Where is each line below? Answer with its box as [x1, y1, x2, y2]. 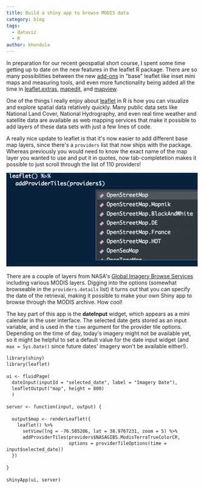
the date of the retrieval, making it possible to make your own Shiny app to [6, 292, 192, 299]
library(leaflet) [6, 361, 50, 367]
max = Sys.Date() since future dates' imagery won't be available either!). [6, 342, 188, 350]
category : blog [6, 16, 45, 23]
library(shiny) [6, 355, 45, 361]
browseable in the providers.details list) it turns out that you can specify [6, 285, 191, 292]
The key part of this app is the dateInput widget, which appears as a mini [6, 310, 190, 317]
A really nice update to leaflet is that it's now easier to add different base [6, 135, 188, 142]
